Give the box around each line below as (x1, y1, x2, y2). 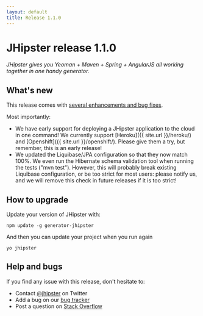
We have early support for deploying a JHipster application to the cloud (15, 125, 195, 132)
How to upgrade (6, 195, 69, 205)
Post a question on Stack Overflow (15, 303, 102, 310)
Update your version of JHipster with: (6, 211, 101, 218)
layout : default (6, 9, 48, 15)
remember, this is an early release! (15, 145, 102, 152)
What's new (6, 85, 53, 95)
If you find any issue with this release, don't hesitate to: (6, 278, 145, 285)
